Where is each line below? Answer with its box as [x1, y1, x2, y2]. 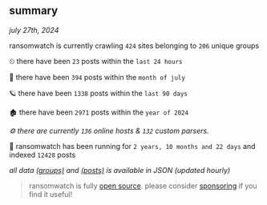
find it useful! [28, 189, 73, 199]
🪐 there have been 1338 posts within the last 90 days [9, 88, 188, 98]
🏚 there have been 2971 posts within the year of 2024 [9, 107, 189, 117]
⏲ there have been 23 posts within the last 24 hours [9, 56, 183, 66]
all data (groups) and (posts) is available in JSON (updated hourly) [9, 165, 231, 175]
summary [9, 4, 59, 18]
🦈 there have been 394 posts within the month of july [9, 72, 185, 82]
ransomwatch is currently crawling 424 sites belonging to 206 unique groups [9, 41, 260, 50]
